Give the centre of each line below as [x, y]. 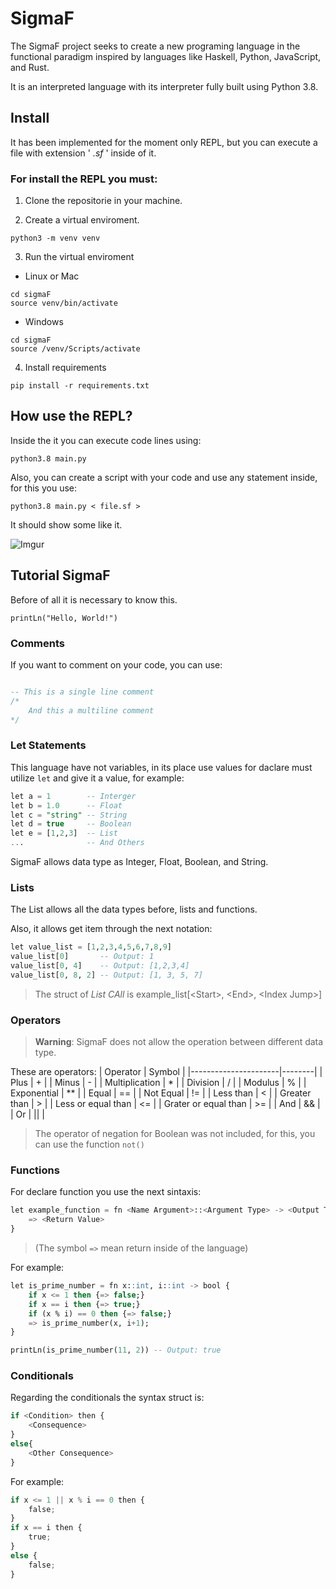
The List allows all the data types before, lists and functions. [134, 909]
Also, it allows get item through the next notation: [111, 929]
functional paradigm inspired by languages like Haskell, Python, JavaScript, [166, 56]
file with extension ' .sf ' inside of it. [83, 153]
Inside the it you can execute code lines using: [106, 440]
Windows [44, 322]
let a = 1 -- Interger [73, 796]
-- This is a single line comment [82, 692]
